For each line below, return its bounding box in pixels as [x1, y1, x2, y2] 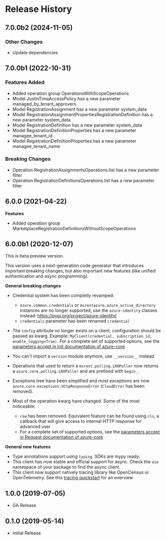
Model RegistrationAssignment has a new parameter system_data [12, 106, 147, 112]
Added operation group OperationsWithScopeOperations [12, 90, 129, 96]
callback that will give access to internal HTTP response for [19, 418, 142, 424]
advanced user [19, 423, 51, 429]
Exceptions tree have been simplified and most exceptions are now [12, 378, 150, 384]
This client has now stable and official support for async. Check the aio [12, 459, 159, 465]
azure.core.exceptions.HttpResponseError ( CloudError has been [12, 383, 145, 389]
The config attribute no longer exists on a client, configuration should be [12, 328, 161, 334]
